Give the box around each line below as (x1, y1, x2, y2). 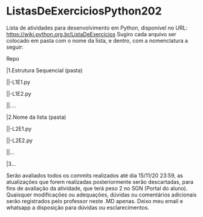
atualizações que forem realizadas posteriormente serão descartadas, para (6, 178, 194, 185)
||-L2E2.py (6, 137, 33, 144)
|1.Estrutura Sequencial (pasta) (6, 66, 83, 74)
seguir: (6, 43, 24, 51)
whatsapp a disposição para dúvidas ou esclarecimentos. (6, 204, 150, 211)
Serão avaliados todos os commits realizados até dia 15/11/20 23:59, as (6, 172, 183, 179)
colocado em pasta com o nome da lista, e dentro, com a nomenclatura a (6, 37, 188, 44)
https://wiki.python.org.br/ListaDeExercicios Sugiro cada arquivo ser (6, 30, 176, 37)
